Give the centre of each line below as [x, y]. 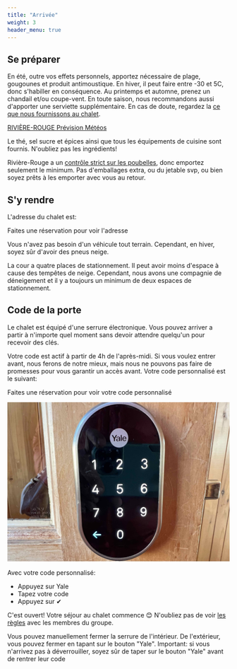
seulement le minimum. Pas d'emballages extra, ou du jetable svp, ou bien [115, 170]
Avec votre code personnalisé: [51, 573]
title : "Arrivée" [33, 15]
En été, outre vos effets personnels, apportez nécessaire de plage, [104, 76]
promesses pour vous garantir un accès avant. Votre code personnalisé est [116, 371]
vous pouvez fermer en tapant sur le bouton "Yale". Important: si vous [109, 644]
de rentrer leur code [36, 659]
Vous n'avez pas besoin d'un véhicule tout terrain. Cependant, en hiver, [111, 244]
